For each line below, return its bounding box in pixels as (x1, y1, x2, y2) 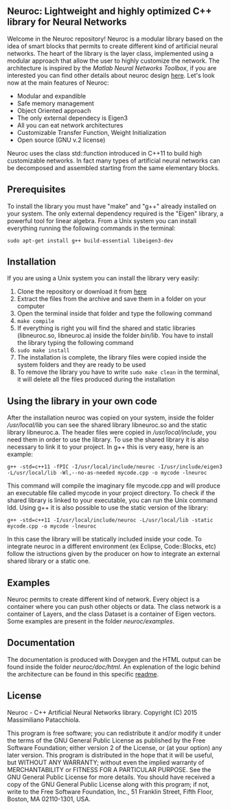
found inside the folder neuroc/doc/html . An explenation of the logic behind (7, 663, 221, 671)
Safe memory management (16, 99, 95, 107)
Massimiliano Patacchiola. (7, 716, 81, 724)
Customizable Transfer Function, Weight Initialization (16, 128, 167, 136)
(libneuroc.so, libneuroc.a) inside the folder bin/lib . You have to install (16, 331, 214, 340)
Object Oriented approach (16, 106, 91, 114)
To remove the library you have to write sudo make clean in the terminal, (16, 368, 220, 376)
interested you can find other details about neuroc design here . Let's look (7, 71, 215, 79)
